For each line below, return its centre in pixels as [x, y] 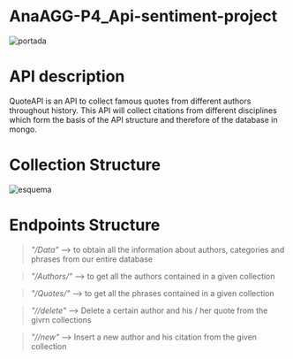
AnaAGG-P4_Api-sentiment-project [143, 16]
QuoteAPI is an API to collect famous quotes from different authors [130, 101]
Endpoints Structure [85, 225]
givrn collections [61, 319]
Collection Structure [85, 165]
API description [67, 76]
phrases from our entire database [91, 259]
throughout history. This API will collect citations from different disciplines [143, 110]
